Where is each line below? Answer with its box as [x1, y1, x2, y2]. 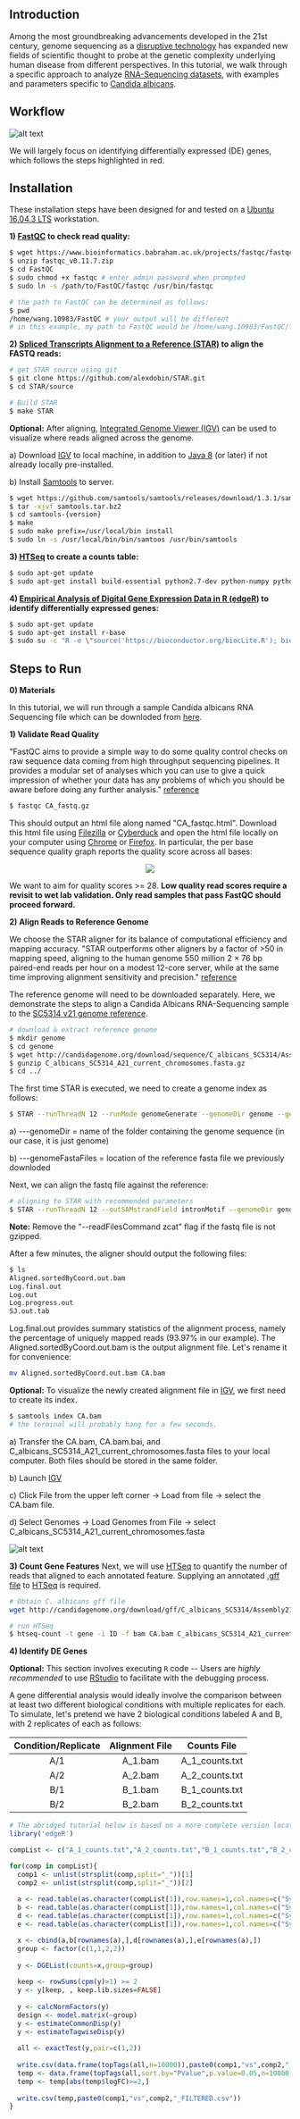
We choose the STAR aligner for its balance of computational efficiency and [9, 934, 287, 944]
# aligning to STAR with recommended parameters [9, 1197, 194, 1206]
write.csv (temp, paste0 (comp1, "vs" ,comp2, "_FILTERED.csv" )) [17, 2094, 242, 2103]
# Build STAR [9, 398, 58, 407]
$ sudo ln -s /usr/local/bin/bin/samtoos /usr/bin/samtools [9, 535, 238, 544]
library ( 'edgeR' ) [9, 1830, 74, 1838]
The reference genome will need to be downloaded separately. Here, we [9, 989, 276, 1000]
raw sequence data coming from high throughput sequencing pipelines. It [9, 756, 280, 766]
